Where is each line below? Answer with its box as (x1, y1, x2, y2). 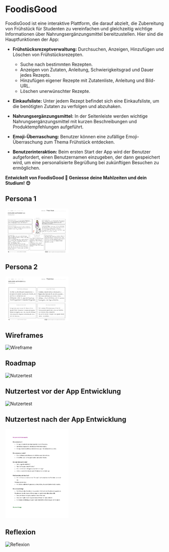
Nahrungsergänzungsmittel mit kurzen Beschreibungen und (12, 118, 137, 124)
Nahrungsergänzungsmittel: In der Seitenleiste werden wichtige (12, 113, 148, 119)
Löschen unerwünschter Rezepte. (20, 88, 91, 94)
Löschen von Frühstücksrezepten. (12, 52, 84, 58)
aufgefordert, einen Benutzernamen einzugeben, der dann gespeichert (12, 154, 160, 160)
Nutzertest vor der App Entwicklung (5, 387, 121, 396)
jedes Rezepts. (20, 72, 51, 78)
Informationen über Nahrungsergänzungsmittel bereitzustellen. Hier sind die (5, 31, 163, 37)
